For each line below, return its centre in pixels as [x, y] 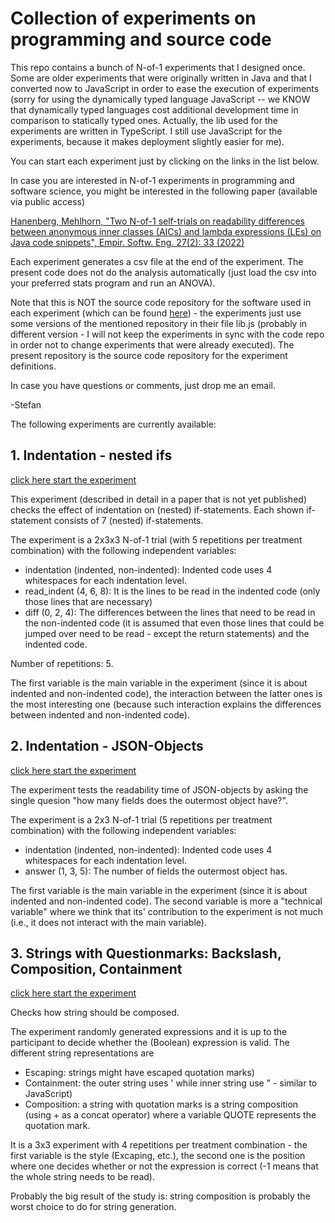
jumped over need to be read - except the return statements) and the [167, 633]
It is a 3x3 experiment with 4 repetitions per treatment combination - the [159, 1145]
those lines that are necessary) [88, 601]
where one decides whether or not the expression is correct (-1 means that [164, 1166]
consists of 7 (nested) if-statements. [128, 520]
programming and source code [141, 39]
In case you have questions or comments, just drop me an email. [143, 385]
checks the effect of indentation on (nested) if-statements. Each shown [157, 509]
